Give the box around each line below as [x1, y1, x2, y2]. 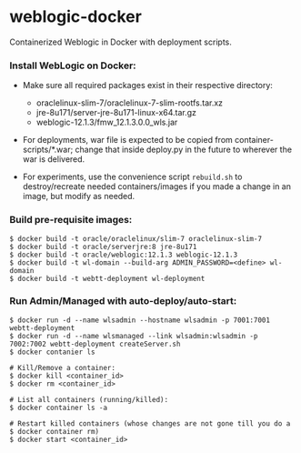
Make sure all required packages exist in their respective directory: [22, 80, 273, 91]
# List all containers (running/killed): [9, 395, 169, 404]
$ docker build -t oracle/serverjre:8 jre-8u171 [9, 242, 197, 251]
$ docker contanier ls [9, 347, 95, 357]
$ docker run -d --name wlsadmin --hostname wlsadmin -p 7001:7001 [9, 316, 271, 325]
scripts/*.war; [22, 144, 74, 156]
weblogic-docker [9, 6, 143, 27]
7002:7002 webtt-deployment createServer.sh [9, 339, 181, 348]
